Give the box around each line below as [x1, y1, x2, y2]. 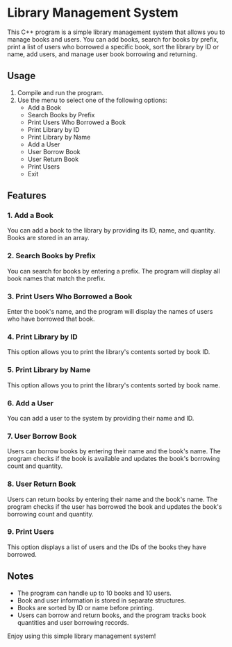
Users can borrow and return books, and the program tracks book [17, 611, 206, 619]
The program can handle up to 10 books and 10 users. [17, 589, 172, 597]
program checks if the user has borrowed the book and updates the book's [7, 502, 222, 511]
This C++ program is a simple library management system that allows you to [7, 28, 226, 36]
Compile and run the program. [17, 88, 104, 96]
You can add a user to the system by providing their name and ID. [7, 414, 194, 422]
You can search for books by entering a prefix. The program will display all [7, 267, 220, 275]
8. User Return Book [7, 479, 76, 489]
